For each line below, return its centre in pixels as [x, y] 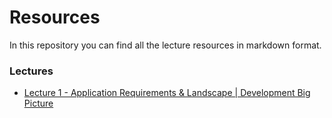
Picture [38, 103]
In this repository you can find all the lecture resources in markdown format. [165, 45]
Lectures [31, 71]
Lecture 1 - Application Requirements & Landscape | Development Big [167, 93]
